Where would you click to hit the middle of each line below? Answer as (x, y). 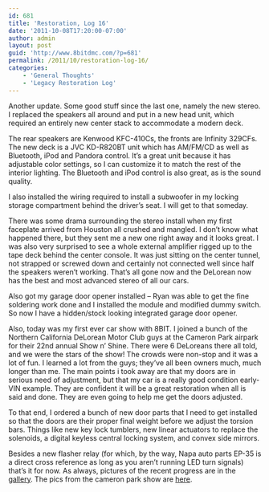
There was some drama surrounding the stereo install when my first (120, 221)
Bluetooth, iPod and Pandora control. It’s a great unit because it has (120, 155)
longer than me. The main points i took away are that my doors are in (122, 371)
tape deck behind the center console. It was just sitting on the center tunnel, (134, 254)
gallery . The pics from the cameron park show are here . (100, 479)
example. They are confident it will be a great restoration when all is (134, 388)
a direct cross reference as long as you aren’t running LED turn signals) (126, 462)
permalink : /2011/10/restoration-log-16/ (79, 61)
